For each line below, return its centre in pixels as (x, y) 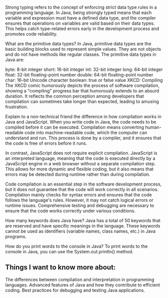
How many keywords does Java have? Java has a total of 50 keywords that (83, 220)
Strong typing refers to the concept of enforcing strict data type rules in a (81, 7)
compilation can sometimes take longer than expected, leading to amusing (82, 102)
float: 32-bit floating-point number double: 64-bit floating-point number (79, 75)
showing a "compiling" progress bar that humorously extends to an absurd (82, 91)
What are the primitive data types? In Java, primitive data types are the (78, 44)
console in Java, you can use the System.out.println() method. (69, 252)
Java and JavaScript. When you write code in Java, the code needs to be (81, 122)
